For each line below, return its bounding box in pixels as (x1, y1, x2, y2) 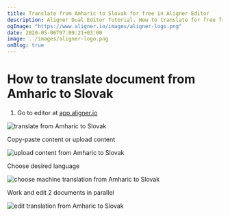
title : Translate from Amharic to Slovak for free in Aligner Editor (7, 10, 210, 17)
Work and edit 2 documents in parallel (7, 188, 114, 196)
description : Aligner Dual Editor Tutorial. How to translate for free (7, 16, 216, 23)
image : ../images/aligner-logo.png (7, 36, 109, 43)
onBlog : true (7, 42, 44, 49)
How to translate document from (7, 71, 196, 87)
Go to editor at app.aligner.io (16, 108, 98, 117)
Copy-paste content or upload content (7, 135, 116, 143)
